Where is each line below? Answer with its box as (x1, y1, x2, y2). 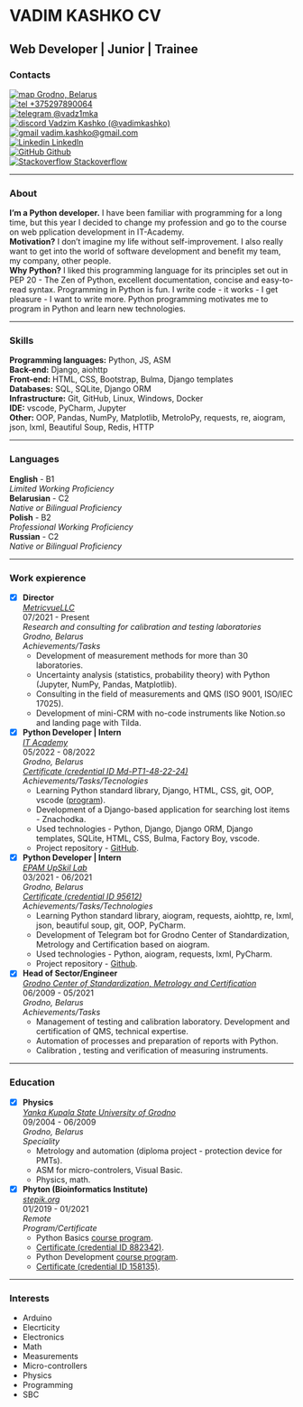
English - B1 (9, 473, 55, 484)
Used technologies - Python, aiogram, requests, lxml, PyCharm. (35, 949, 273, 959)
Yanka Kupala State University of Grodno (22, 1106, 176, 1117)
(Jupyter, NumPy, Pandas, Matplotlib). (35, 679, 178, 690)
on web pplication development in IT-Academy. (9, 227, 185, 237)
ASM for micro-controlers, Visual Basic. (35, 1164, 183, 1175)
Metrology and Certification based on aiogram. (35, 940, 210, 950)
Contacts (9, 69, 51, 81)
